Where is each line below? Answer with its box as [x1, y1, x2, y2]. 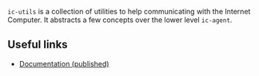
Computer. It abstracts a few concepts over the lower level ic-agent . [7, 15, 233, 25]
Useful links [7, 38, 69, 51]
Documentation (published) [18, 59, 110, 68]
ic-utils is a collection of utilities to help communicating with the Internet [7, 7, 251, 16]
